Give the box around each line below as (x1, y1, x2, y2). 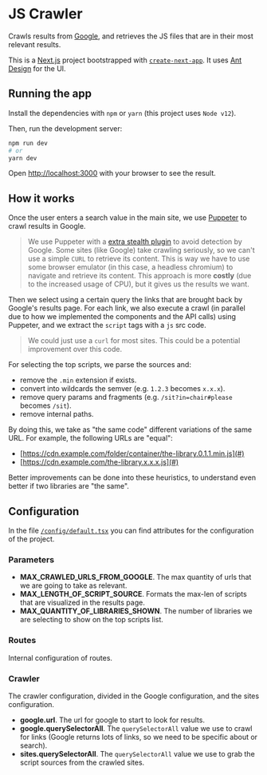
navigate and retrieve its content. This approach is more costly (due (27, 271, 252, 281)
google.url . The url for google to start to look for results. (19, 715, 206, 725)
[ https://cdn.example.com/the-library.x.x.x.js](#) (19, 457, 179, 467)
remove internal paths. (19, 409, 94, 419)
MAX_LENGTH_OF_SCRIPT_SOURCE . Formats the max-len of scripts (19, 589, 247, 599)
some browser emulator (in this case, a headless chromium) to (27, 262, 234, 272)
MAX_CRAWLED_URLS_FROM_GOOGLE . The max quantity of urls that (19, 573, 252, 582)
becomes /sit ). (19, 401, 72, 410)
